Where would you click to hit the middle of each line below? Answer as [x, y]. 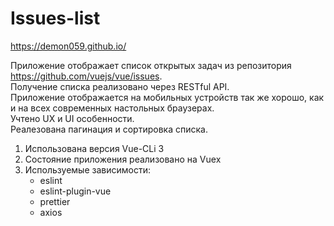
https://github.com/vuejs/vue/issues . [86, 76]
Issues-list [55, 18]
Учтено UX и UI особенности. [72, 118]
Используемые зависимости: [87, 169]
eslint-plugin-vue [75, 191]
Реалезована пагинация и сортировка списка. [109, 129]
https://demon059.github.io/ [68, 46]
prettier [55, 201]
